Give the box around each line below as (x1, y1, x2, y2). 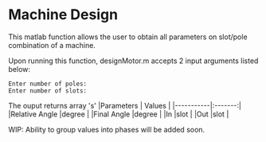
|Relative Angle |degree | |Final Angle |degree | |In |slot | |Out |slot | (8, 109, 229, 119)
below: (8, 64, 30, 73)
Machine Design (8, 6, 118, 24)
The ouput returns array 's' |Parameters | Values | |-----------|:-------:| (8, 101, 241, 110)
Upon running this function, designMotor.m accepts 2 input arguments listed (8, 56, 259, 65)
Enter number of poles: (8, 80, 88, 88)
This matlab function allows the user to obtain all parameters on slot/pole (8, 32, 248, 41)
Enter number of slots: (8, 86, 88, 95)
